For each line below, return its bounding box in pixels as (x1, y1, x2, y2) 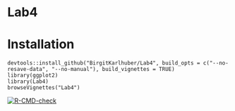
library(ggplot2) (7, 72, 59, 79)
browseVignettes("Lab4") (7, 84, 80, 91)
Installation (7, 37, 75, 53)
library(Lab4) (7, 78, 49, 85)
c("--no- (203, 60, 229, 67)
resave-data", (7, 66, 49, 73)
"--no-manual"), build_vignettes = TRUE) (52, 66, 175, 73)
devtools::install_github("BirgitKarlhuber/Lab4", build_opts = (7, 60, 200, 67)
